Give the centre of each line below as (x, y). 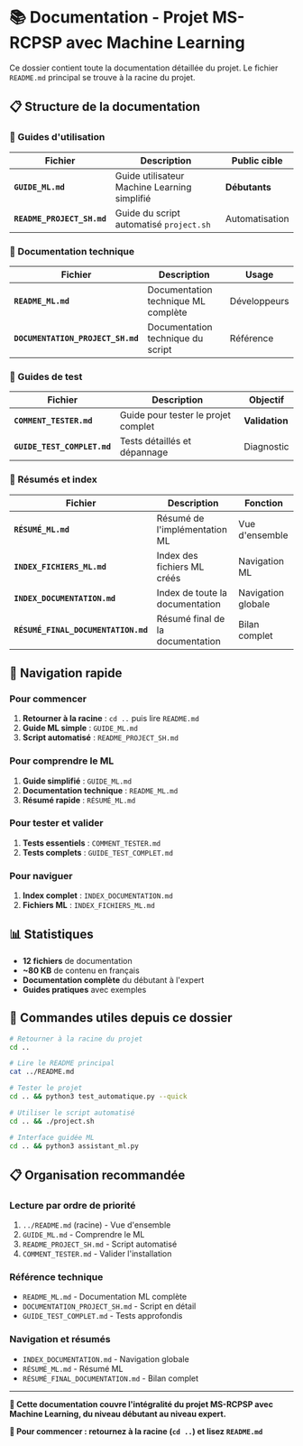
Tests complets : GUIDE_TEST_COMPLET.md (98, 852)
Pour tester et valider (56, 823)
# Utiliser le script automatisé (72, 1112)
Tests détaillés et (156, 441)
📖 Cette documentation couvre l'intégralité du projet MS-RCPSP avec (141, 1404)
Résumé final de (191, 618)
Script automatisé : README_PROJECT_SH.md (100, 737)
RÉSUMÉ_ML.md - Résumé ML (73, 1368)
